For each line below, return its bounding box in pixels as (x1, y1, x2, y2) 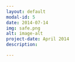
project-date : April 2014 (6, 36, 69, 42)
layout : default (6, 8, 46, 15)
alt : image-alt (6, 31, 43, 37)
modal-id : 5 (6, 14, 35, 20)
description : (6, 42, 38, 48)
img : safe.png (6, 25, 41, 31)
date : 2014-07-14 (6, 19, 49, 25)
